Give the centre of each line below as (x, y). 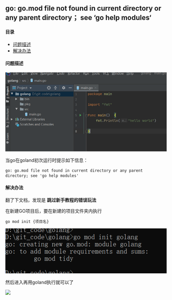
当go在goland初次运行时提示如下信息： (47, 160)
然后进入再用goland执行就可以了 (40, 283)
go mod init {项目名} (27, 221)
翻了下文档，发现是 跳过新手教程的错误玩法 (51, 200)
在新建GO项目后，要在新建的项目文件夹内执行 (54, 211)
